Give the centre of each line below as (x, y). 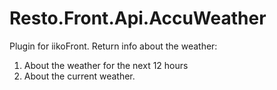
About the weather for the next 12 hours (106, 65)
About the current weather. (79, 76)
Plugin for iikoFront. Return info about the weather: (113, 46)
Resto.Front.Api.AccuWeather (138, 18)
